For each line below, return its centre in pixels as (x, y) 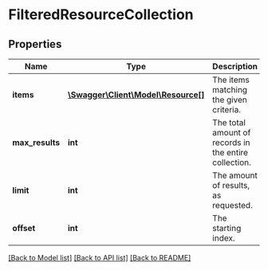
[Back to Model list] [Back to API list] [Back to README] (100, 258)
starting (227, 228)
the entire (231, 153)
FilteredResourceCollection (101, 15)
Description (235, 67)
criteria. (227, 110)
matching (230, 90)
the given (230, 100)
